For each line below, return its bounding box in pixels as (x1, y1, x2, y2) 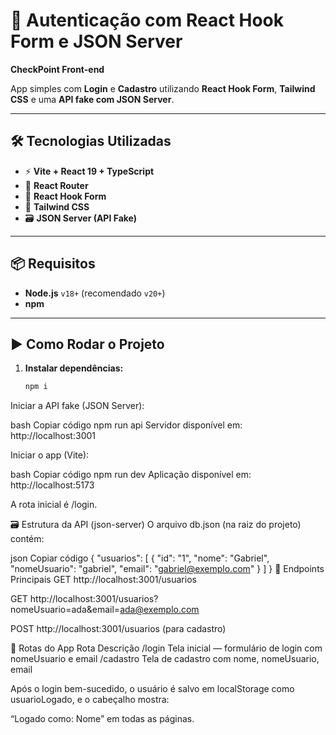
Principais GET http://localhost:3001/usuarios (10, 574, 197, 586)
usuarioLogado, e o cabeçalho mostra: (10, 694, 170, 706)
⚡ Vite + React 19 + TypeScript (24, 165, 155, 177)
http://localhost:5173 (10, 479, 95, 491)
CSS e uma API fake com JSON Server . (10, 93, 175, 105)
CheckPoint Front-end (10, 63, 105, 75)
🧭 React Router (24, 179, 89, 191)
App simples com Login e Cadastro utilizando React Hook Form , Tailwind (10, 82, 316, 94)
